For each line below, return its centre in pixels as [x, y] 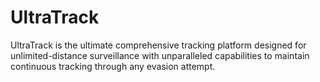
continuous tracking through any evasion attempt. [113, 66]
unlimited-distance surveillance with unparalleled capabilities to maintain [160, 55]
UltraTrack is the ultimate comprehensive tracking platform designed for [158, 45]
